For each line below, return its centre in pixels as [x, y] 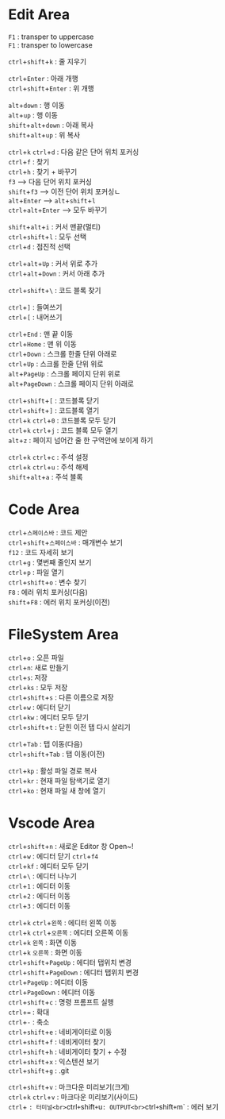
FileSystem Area [63, 635]
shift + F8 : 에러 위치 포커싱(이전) [59, 602]
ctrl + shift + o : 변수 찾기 [48, 582]
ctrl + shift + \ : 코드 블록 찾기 [55, 290]
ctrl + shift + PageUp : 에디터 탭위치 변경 [70, 962]
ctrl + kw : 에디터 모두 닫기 [49, 717]
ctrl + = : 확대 [29, 1012]
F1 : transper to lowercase [50, 44]
